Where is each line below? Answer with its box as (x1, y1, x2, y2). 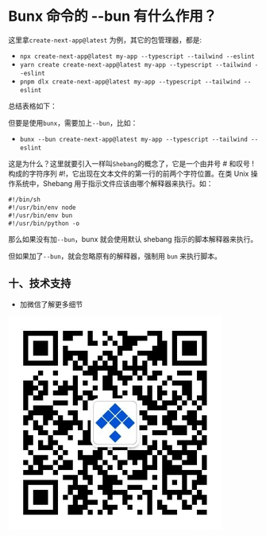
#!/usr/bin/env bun (8, 212, 73, 219)
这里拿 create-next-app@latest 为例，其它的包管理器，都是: (8, 35, 202, 45)
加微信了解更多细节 (19, 299, 83, 309)
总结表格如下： (8, 101, 57, 111)
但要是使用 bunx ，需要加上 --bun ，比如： (8, 118, 138, 127)
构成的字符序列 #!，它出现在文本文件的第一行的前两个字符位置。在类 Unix (8, 169, 249, 178)
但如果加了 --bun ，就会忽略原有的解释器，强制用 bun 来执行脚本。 (8, 251, 222, 261)
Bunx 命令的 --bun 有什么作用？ (8, 7, 218, 25)
